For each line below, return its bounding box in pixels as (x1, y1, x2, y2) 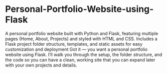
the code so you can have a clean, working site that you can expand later (5, 57, 156, 63)
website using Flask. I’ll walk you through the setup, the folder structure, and (5, 51, 163, 58)
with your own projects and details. (5, 62, 77, 68)
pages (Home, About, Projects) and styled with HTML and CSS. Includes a (5, 36, 158, 42)
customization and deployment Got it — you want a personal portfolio (5, 46, 148, 52)
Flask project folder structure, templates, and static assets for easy (5, 41, 143, 47)
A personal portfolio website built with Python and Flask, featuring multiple (5, 30, 159, 36)
